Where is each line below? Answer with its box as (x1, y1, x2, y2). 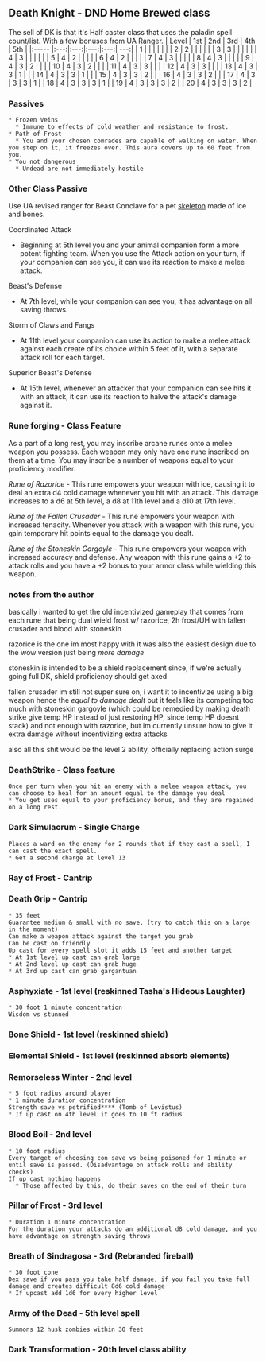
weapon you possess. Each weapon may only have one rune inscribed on (8, 447, 249, 456)
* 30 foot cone (8, 1268, 59, 1277)
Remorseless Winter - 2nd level (8, 1071, 133, 1082)
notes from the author (8, 588, 94, 600)
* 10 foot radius (8, 1147, 66, 1155)
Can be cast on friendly (8, 939, 91, 947)
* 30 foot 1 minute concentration (8, 1003, 123, 1012)
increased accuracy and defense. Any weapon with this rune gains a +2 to (8, 552, 252, 561)
